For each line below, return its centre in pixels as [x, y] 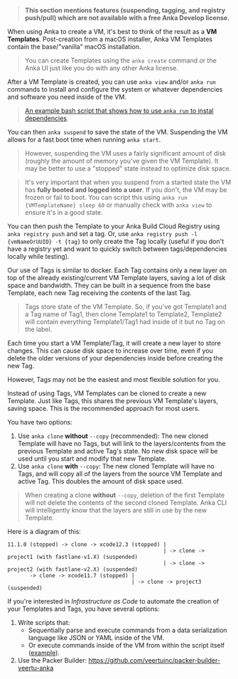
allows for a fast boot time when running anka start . [84, 139]
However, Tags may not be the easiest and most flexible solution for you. [114, 379]
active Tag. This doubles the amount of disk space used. [101, 481]
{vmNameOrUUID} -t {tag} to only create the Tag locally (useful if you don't [116, 241]
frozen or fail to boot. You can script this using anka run [106, 197]
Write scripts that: [44, 622]
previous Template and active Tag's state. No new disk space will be [118, 451]
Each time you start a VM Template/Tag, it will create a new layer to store [114, 343]
